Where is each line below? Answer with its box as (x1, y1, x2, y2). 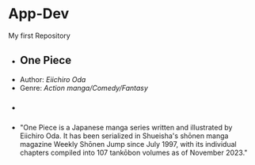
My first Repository (8, 31, 71, 40)
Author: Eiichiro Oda (19, 74, 86, 84)
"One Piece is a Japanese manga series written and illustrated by (19, 122, 233, 132)
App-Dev (8, 5, 70, 23)
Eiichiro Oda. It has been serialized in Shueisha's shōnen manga (19, 131, 229, 141)
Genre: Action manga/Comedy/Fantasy (19, 83, 149, 92)
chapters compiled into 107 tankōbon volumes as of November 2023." (19, 148, 248, 157)
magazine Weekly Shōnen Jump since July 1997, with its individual (19, 139, 237, 148)
